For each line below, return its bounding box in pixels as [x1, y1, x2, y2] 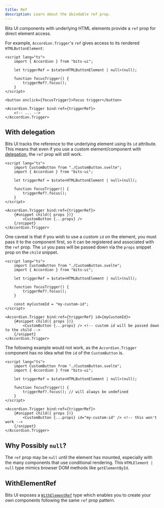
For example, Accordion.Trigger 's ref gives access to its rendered [5, 40, 140, 46]
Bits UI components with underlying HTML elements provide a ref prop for [5, 25, 156, 31]
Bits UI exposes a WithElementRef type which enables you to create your [5, 492, 151, 498]
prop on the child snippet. [5, 250, 58, 255]
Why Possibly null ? [5, 441, 67, 450]
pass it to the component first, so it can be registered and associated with [5, 239, 154, 245]
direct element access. [5, 30, 52, 36]
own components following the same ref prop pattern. [5, 497, 115, 503]
